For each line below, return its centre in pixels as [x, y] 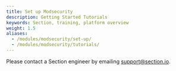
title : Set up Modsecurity [40, 12]
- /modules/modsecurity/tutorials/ [56, 45]
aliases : [17, 34]
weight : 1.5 [21, 28]
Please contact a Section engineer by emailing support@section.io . [88, 61]
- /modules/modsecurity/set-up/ [52, 39]
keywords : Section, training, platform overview [67, 22]
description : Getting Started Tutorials [57, 17]
